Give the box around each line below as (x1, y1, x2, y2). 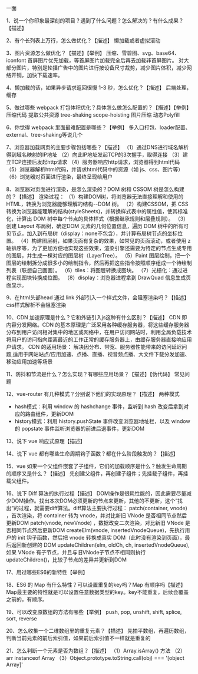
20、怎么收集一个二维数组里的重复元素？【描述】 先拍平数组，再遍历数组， (6, 627, 190, 634)
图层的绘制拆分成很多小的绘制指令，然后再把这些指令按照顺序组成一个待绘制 (6, 259, 192, 266)
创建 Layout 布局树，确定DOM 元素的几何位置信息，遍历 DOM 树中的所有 (6, 223, 184, 229)
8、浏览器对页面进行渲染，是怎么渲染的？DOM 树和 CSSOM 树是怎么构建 (6, 186, 184, 193)
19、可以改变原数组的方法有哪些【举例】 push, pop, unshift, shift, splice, (6, 609, 182, 615)
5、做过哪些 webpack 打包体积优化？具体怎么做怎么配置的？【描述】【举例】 (6, 104, 192, 111)
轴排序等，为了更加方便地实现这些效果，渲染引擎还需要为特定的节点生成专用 (6, 245, 192, 252)
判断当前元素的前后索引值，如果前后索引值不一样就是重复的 (6, 635, 151, 642)
